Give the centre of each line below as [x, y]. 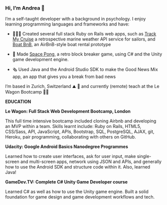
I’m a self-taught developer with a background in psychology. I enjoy [76, 19]
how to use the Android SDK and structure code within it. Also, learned [78, 167]
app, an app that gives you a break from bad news [64, 76]
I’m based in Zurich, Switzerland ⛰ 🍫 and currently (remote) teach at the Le [82, 86]
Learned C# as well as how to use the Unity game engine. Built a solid [77, 191]
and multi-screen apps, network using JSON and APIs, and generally [91, 161]
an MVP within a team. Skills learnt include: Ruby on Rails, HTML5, [73, 126]
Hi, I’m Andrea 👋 [25, 8]
